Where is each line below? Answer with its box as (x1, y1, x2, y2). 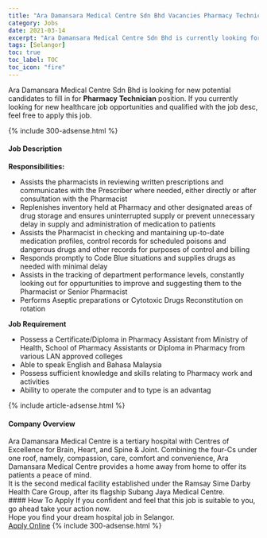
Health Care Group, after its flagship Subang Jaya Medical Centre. (8, 487, 225, 497)
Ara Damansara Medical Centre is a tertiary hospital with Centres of (8, 436, 230, 446)
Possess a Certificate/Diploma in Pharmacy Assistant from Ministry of (19, 335, 249, 344)
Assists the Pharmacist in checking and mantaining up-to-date (19, 227, 225, 237)
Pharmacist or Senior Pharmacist (19, 287, 128, 296)
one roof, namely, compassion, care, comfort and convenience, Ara (8, 454, 229, 463)
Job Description (8, 144, 63, 153)
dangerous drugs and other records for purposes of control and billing (19, 244, 250, 254)
